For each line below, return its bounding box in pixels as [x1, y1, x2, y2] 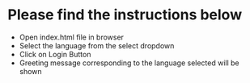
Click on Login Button [19, 49, 91, 59]
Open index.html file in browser [19, 32, 125, 42]
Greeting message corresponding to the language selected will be [19, 58, 239, 68]
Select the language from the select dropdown [19, 40, 175, 50]
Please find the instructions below [7, 6, 243, 24]
